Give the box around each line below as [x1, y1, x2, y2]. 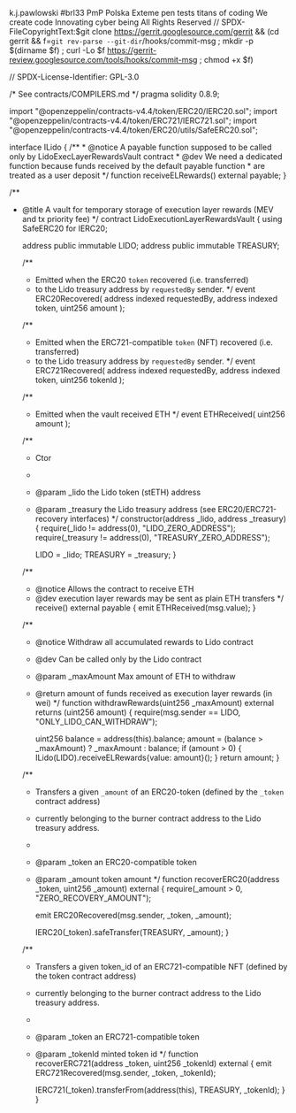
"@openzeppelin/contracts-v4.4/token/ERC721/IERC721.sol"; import [9, 115, 258, 126]
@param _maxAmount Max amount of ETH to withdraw [34, 672, 236, 681]
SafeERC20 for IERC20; [21, 223, 108, 234]
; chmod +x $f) [199, 55, 254, 65]
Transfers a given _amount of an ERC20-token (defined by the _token [34, 787, 285, 797]
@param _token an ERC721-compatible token [34, 1032, 201, 1042]
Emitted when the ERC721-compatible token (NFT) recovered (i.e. [34, 337, 274, 348]
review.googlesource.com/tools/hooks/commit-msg [9, 55, 198, 65]
